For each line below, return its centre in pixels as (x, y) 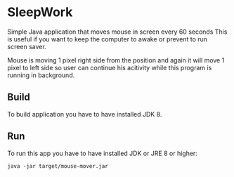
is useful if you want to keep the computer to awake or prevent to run (108, 39)
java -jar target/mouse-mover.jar (58, 166)
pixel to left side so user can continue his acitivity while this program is (110, 67)
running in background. (41, 75)
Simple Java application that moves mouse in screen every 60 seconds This (117, 32)
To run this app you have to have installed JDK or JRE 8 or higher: (103, 153)
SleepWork (40, 12)
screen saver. (27, 46)
